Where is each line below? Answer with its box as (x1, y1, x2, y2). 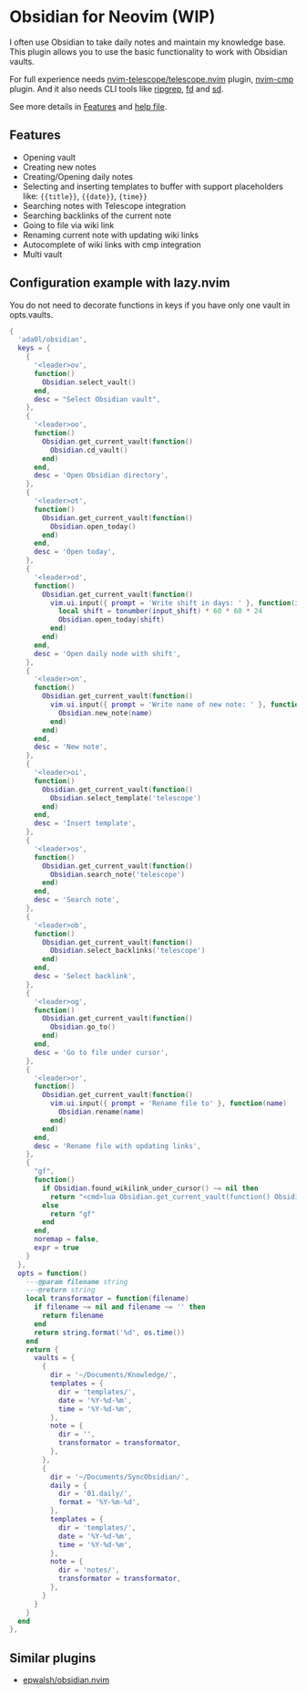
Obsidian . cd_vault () (49, 445, 128, 455)
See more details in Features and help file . (9, 100, 168, 111)
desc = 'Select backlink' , (33, 972, 137, 981)
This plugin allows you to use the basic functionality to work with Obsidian (9, 46, 288, 57)
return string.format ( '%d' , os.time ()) (33, 1328, 185, 1337)
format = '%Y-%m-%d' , (57, 1498, 141, 1507)
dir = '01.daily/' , (57, 1490, 132, 1499)
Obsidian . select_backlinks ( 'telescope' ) (49, 946, 206, 956)
